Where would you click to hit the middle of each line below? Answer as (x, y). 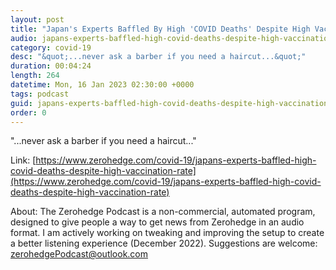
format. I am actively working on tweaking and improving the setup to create (167, 233)
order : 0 (28, 112)
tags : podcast (40, 94)
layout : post (37, 19)
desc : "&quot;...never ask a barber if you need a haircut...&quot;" (158, 57)
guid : (21, 103)
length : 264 (35, 76)
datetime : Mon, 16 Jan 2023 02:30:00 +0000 (102, 85)
